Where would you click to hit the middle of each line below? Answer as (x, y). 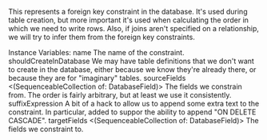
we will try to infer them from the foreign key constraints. (102, 37)
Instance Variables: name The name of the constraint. (97, 52)
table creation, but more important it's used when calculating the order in (129, 20)
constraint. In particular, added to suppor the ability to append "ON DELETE (132, 112)
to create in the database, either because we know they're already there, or (132, 70)
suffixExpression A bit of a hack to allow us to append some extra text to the (134, 104)
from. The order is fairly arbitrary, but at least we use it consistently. (120, 95)
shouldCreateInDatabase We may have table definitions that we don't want (131, 61)
